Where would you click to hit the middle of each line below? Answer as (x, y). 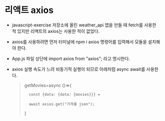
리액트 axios (29, 10)
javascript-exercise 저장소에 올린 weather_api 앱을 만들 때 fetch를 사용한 (84, 25)
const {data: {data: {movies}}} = (64, 94)
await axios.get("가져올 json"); (62, 104)
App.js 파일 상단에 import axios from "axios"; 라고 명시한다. (71, 58)
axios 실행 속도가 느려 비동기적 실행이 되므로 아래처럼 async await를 (78, 69)
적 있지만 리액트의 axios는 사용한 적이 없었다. (56, 31)
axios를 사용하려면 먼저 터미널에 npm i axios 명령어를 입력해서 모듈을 (79, 42)
